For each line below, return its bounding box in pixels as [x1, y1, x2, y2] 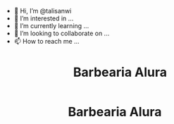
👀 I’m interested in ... [13, 14, 74, 23]
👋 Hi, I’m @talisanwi [13, 7, 72, 15]
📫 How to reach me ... [13, 37, 80, 45]
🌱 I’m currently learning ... [13, 22, 89, 30]
